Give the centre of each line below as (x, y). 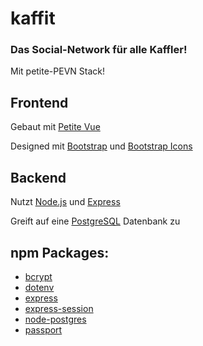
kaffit (33, 18)
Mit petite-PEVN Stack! (58, 71)
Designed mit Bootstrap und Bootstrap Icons (101, 146)
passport (43, 329)
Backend (38, 177)
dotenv (39, 287)
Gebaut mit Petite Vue (55, 127)
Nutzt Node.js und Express (65, 202)
